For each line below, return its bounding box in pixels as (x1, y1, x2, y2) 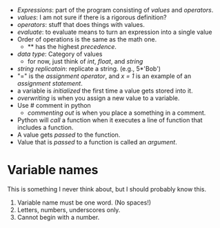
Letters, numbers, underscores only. (17, 205, 121, 213)
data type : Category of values (17, 50, 103, 58)
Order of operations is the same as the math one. (17, 35, 157, 44)
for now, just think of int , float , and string (27, 57, 143, 65)
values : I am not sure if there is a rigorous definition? (17, 13, 167, 21)
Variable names (7, 162, 99, 178)
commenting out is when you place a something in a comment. (27, 108, 206, 117)
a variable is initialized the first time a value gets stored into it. (17, 86, 193, 95)
